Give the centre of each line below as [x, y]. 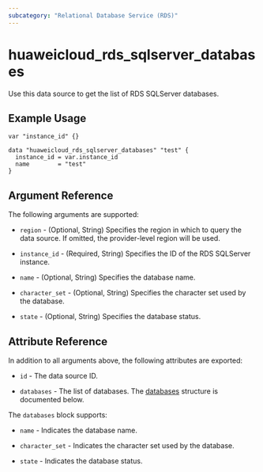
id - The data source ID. [59, 376]
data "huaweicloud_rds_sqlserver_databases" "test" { [99, 150]
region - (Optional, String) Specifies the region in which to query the [131, 230]
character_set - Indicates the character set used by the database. [127, 445]
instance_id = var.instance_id [67, 158]
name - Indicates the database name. [79, 430]
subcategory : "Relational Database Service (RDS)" [93, 15]
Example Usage [47, 118]
